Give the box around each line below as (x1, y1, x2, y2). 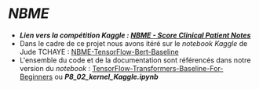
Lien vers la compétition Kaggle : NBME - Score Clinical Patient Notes (19, 30, 251, 40)
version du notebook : (19, 63, 91, 73)
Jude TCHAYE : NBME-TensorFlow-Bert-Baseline (19, 47, 179, 56)
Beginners (19, 72, 53, 81)
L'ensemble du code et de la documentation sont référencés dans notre (19, 55, 251, 65)
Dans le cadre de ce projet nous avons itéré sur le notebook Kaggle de (19, 38, 248, 48)
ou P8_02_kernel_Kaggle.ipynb (54, 72, 159, 81)
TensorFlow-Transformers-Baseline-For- (92, 63, 224, 73)
